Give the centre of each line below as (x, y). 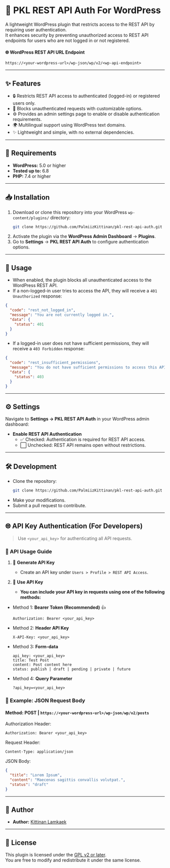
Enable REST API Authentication (47, 434)
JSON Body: (18, 761)
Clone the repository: (35, 481)
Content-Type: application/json (39, 752)
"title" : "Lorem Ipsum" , (36, 775)
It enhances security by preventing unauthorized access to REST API (77, 35)
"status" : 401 (29, 324)
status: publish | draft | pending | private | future (72, 669)
